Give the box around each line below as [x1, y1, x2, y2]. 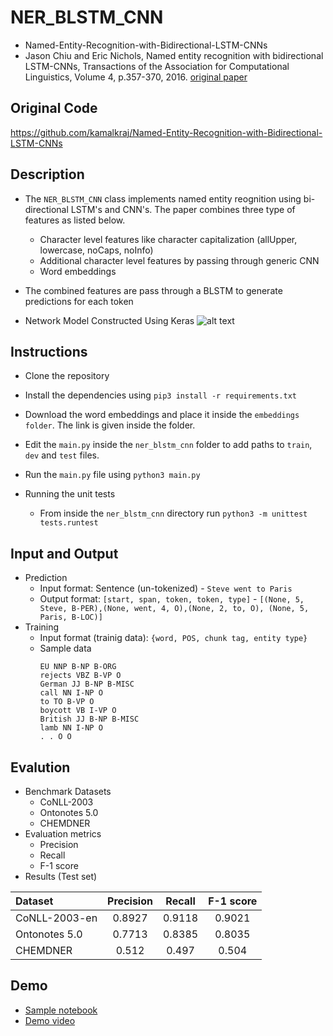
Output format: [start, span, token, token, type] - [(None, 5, [39, 593, 305, 605]
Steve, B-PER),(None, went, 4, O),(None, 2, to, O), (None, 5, [39, 604, 310, 614]
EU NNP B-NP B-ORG [39, 662, 117, 672]
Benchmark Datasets [24, 786, 112, 797]
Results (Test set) [24, 871, 98, 882]
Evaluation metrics [24, 828, 102, 840]
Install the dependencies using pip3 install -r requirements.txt [24, 389, 297, 401]
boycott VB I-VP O [39, 706, 117, 716]
